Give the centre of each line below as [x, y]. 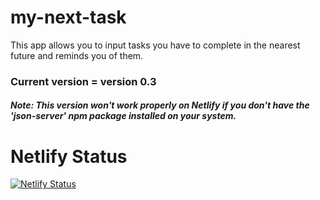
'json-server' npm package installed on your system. [123, 116]
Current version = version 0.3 [83, 81]
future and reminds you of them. [77, 55]
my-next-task [68, 17]
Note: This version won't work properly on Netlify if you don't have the [160, 105]
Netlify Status [69, 156]
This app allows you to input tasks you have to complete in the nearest [155, 45]
